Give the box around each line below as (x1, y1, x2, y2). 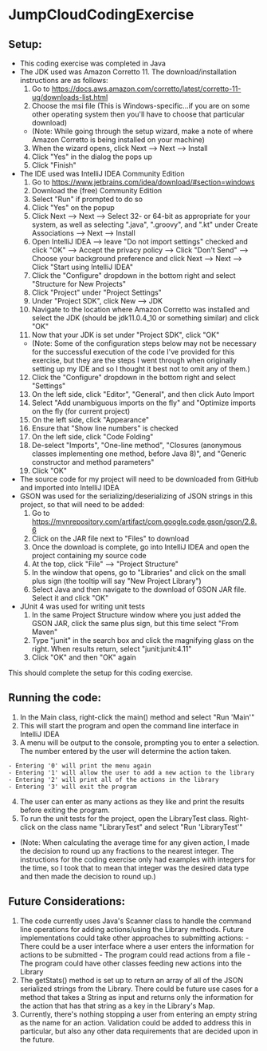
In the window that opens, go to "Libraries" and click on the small (31, 568, 246, 577)
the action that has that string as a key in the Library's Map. (19, 1001, 215, 1010)
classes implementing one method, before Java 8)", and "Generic (31, 449, 247, 458)
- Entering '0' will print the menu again (8, 761, 151, 770)
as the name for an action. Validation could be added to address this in (19, 1017, 252, 1027)
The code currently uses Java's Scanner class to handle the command (19, 916, 253, 926)
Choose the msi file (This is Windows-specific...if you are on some (31, 101, 250, 110)
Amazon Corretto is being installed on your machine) (31, 135, 206, 145)
